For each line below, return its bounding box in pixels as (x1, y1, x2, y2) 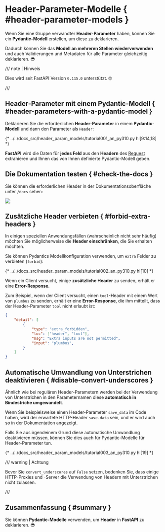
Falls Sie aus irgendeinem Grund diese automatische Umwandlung (5, 429, 140, 435)
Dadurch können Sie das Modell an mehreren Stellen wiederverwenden (5, 45, 153, 51)
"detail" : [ (14, 317, 39, 322)
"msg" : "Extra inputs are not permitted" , (31, 336, 121, 341)
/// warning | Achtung (5, 459, 49, 465)
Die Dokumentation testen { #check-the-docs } (5, 170, 153, 178)
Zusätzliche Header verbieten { (5, 212, 104, 221)
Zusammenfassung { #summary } (5, 503, 112, 512)
